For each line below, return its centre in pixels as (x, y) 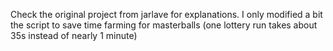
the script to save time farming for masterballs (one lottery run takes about (164, 25)
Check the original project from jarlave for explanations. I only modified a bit (166, 14)
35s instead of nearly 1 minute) (74, 35)
